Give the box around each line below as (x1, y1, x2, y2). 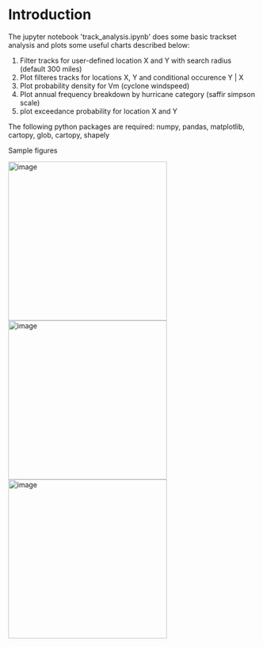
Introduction (8, 6, 92, 24)
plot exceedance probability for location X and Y (19, 106, 178, 116)
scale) (19, 98, 40, 107)
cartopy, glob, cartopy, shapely (8, 130, 110, 140)
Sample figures (8, 145, 58, 155)
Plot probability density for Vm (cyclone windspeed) (19, 81, 190, 91)
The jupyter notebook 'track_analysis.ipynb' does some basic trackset (8, 32, 237, 41)
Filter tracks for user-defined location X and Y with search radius (19, 56, 232, 65)
